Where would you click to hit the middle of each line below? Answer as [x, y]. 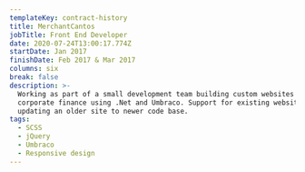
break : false [34, 77]
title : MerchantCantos [52, 26]
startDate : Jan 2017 [49, 52]
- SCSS [30, 128]
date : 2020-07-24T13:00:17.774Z [70, 43]
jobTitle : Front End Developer [69, 35]
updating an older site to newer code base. [103, 111]
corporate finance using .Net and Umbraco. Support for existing [144, 102]
